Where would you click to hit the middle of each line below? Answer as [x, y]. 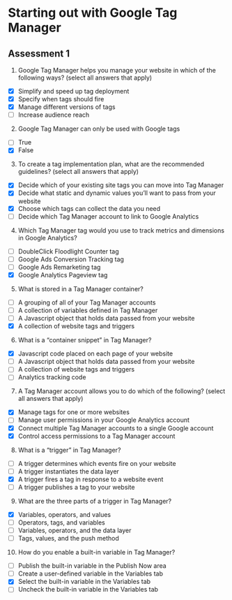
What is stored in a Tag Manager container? [80, 288]
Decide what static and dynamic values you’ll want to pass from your [117, 193]
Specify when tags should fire [61, 99]
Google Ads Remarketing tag [59, 267]
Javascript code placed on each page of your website [95, 353]
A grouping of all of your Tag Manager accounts [87, 302]
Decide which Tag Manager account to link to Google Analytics [108, 216]
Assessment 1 [39, 53]
